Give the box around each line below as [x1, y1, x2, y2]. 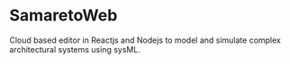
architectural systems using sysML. [9, 44, 141, 54]
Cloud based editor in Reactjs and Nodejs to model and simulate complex [9, 35, 282, 45]
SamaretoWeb [9, 5, 118, 26]
